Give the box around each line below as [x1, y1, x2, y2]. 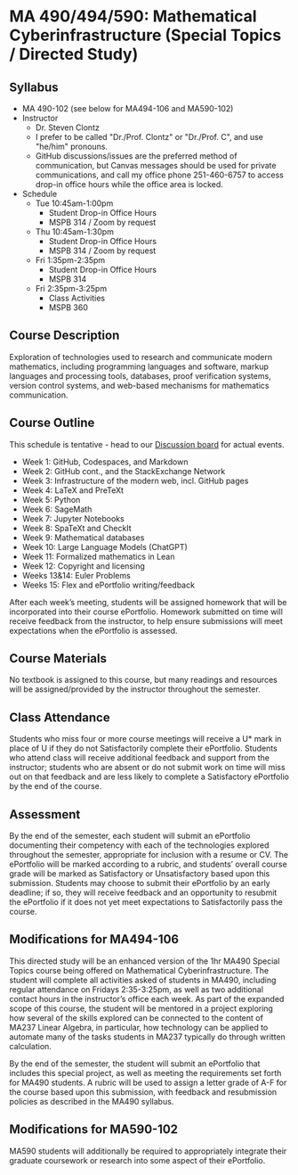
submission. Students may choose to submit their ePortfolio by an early [9, 878, 270, 889]
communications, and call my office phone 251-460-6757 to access [35, 169, 285, 180]
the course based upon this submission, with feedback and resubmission [9, 1086, 278, 1097]
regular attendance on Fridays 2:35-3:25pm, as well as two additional [9, 983, 264, 995]
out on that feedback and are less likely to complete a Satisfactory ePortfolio [9, 771, 289, 782]
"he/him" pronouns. [35, 141, 109, 152]
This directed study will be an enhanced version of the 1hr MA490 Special [9, 956, 280, 966]
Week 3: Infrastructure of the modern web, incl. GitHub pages [21, 475, 249, 486]
